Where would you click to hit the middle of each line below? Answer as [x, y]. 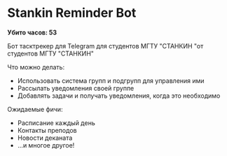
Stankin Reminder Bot [72, 13]
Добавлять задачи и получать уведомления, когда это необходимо [119, 96]
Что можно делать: [36, 67]
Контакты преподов [47, 130]
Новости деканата [45, 138]
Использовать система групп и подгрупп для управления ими [111, 80]
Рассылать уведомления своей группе [76, 88]
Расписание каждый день [56, 123]
